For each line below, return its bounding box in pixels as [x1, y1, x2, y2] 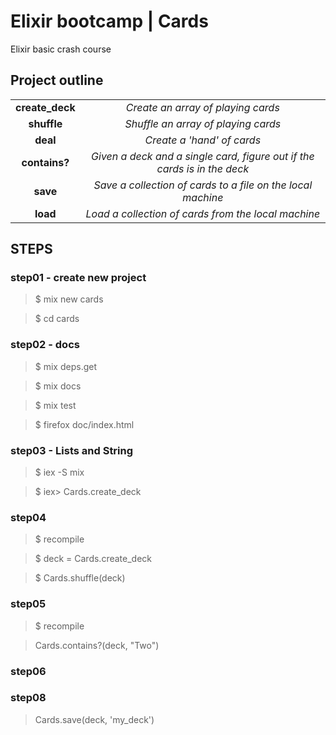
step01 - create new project [10, 271, 147, 285]
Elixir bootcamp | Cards [10, 10, 209, 33]
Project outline [10, 72, 104, 89]
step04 [10, 510, 47, 524]
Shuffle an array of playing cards [124, 116, 282, 130]
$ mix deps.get [34, 360, 98, 372]
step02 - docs [10, 338, 80, 352]
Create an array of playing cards [125, 100, 280, 114]
